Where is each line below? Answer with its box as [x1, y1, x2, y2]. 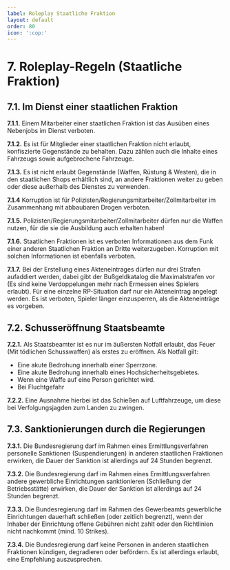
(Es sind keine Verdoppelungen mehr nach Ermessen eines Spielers [7, 280, 200, 288]
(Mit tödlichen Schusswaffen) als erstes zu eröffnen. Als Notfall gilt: [7, 347, 198, 356]
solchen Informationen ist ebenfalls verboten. [7, 252, 136, 261]
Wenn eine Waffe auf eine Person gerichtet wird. [17, 376, 155, 384]
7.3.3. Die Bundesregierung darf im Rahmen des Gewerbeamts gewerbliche [7, 505, 222, 513]
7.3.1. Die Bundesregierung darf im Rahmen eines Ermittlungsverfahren [7, 442, 209, 450]
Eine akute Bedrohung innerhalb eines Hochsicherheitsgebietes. [17, 368, 200, 376]
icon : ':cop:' [7, 29, 48, 37]
